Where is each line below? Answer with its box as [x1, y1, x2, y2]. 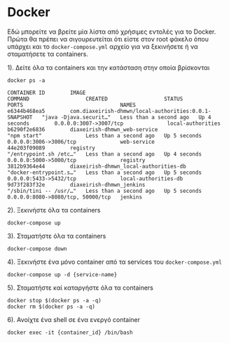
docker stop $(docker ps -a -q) [7, 297, 102, 304]
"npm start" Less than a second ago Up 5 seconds [7, 132, 202, 139]
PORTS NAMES [7, 101, 137, 109]
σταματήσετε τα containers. [7, 50, 89, 58]
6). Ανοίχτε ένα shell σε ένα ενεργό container [7, 315, 141, 323]
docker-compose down [7, 245, 68, 253]
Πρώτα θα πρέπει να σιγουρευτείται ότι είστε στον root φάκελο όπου [7, 34, 209, 43]
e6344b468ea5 [7, 107, 46, 114]
